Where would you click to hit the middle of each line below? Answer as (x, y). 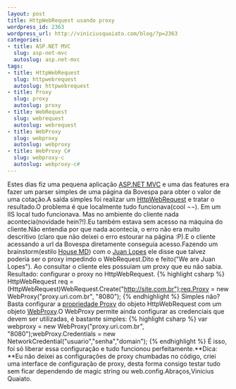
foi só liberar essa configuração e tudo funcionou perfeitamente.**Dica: (112, 348)
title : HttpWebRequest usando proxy (61, 20)
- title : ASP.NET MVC (39, 46)
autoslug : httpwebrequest (52, 86)
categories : (25, 40)
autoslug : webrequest (45, 125)
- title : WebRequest (38, 112)
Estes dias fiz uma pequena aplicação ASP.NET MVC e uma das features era (118, 184)
